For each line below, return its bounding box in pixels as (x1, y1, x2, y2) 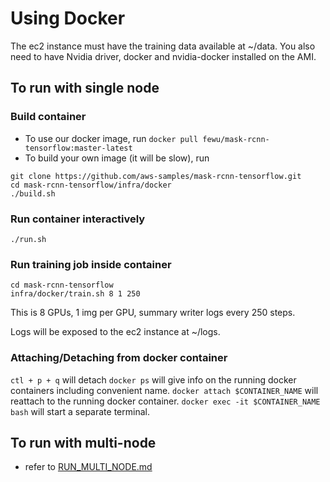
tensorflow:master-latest (24, 143, 133, 153)
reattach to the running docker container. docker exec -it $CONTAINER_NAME (10, 395, 321, 407)
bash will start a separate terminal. (10, 405, 150, 417)
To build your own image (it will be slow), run (24, 152, 210, 164)
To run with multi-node (10, 434, 157, 451)
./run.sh (10, 234, 47, 244)
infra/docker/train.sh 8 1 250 (10, 289, 141, 299)
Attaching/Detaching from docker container (10, 351, 228, 365)
